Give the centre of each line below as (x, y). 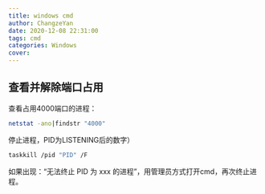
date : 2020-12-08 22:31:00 (53, 30)
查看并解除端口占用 (56, 88)
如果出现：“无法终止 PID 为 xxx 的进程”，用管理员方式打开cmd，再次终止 (129, 171)
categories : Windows (43, 46)
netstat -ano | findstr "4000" (57, 123)
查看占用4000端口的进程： (53, 108)
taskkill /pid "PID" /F (48, 155)
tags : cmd (25, 38)
